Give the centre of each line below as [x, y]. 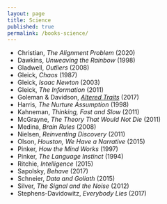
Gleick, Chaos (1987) [47, 75]
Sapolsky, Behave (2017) [53, 171]
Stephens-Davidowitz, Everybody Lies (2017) [82, 194]
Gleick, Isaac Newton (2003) [59, 83]
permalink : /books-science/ [48, 33]
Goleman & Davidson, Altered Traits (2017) [78, 97]
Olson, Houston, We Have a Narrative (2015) [81, 142]
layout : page [26, 14]
